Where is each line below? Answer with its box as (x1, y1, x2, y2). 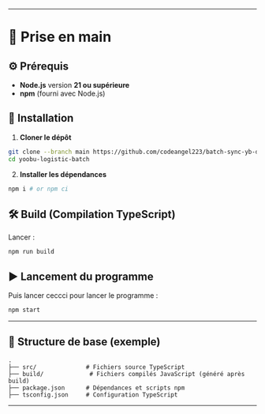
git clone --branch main (8, 148, 90, 156)
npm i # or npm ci (8, 185, 69, 193)
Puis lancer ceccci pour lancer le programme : (8, 290, 159, 300)
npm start (8, 306, 41, 314)
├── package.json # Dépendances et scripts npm (8, 384, 185, 392)
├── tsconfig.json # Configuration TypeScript (8, 390, 178, 399)
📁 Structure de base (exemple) (8, 335, 161, 348)
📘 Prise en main (8, 28, 112, 46)
